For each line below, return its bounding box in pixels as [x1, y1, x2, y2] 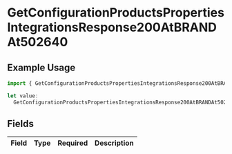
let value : [7, 92, 39, 99]
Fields [7, 118, 35, 130]
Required [57, 138, 88, 148]
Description [94, 138, 135, 148]
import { [7, 80, 32, 87]
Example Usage [7, 61, 76, 73]
